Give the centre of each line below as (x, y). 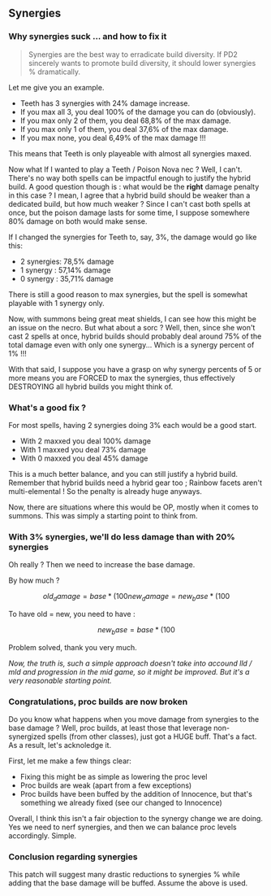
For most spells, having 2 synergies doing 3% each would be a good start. (133, 425)
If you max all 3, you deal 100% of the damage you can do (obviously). (138, 111)
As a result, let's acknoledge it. (60, 745)
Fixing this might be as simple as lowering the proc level (114, 777)
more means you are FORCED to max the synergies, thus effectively (122, 378)
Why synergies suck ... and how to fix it (88, 37)
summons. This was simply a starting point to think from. (103, 515)
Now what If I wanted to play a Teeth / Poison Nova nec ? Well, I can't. (125, 169)
